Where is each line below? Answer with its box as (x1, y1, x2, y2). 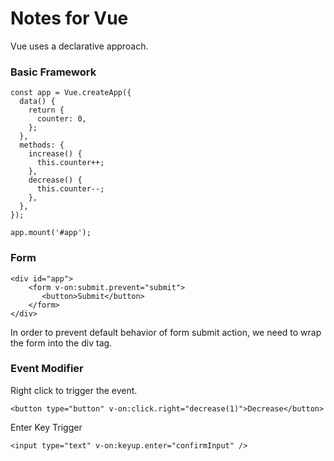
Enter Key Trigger (10, 421, 83, 433)
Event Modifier (10, 362, 84, 376)
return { (28, 105, 65, 116)
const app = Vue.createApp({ (10, 88, 132, 98)
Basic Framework (10, 65, 97, 79)
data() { (19, 97, 56, 107)
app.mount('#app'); (10, 228, 92, 238)
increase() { (28, 149, 83, 159)
